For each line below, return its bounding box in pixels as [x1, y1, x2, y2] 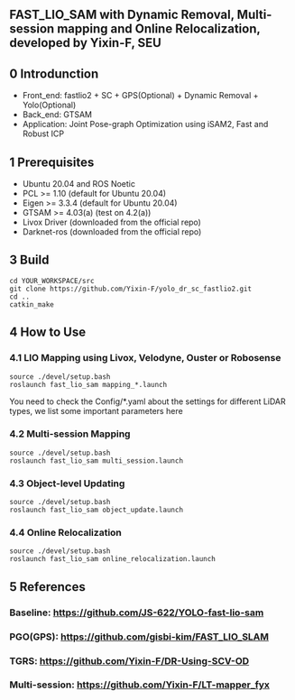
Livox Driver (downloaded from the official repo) [22, 216, 201, 228]
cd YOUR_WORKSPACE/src [9, 276, 95, 285]
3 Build [9, 253, 50, 268]
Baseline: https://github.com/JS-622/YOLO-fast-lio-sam [9, 606, 264, 619]
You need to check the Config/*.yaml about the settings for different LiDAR [9, 396, 286, 407]
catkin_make [9, 299, 54, 309]
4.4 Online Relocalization [9, 527, 122, 539]
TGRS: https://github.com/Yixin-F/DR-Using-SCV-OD [9, 654, 250, 667]
